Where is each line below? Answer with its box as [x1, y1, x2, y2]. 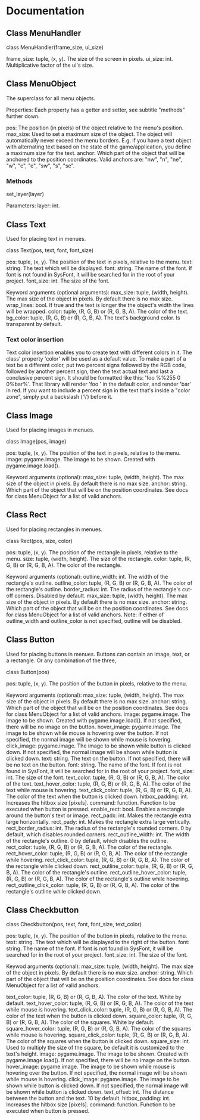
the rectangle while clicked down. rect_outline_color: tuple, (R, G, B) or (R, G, [6, 863, 194, 870]
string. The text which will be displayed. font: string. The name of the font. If [6, 264, 192, 272]
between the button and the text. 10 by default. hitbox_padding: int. [6, 1095, 171, 1102]
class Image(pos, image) [6, 438, 67, 445]
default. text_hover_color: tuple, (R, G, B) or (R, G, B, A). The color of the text [6, 1000, 193, 1007]
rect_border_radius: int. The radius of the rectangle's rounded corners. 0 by [6, 824, 192, 832]
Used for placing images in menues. [6, 426, 95, 433]
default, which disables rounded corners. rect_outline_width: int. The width [6, 830, 189, 838]
